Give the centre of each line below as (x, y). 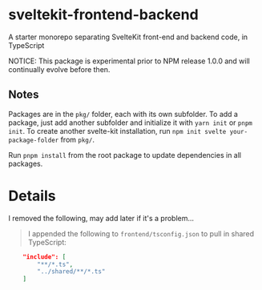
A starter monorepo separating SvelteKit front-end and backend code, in (128, 37)
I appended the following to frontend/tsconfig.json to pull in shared (141, 233)
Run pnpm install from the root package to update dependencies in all (125, 155)
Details (32, 196)
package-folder (34, 140)
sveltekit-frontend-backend (103, 15)
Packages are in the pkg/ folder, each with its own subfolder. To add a (123, 114)
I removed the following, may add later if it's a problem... (101, 218)
